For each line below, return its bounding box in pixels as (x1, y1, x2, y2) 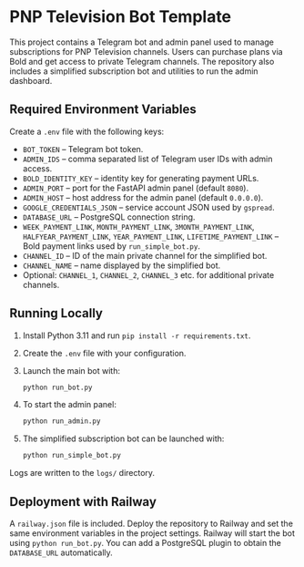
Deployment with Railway (9, 494, 157, 510)
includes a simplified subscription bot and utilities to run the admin (9, 66, 258, 77)
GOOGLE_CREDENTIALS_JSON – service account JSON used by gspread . (22, 201, 275, 212)
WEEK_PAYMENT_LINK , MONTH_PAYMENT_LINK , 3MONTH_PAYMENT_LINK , (22, 221, 255, 232)
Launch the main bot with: (22, 365, 121, 376)
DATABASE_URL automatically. (9, 547, 114, 558)
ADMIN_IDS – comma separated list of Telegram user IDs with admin (22, 153, 273, 164)
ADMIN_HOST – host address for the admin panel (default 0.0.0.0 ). (22, 191, 264, 202)
